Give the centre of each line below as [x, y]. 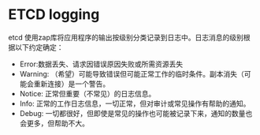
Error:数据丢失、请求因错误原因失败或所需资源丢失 [101, 64]
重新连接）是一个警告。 [72, 84]
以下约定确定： [39, 47]
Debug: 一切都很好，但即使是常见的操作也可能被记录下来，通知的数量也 [136, 113]
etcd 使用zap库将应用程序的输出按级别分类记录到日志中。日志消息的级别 [126, 37]
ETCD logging [54, 15]
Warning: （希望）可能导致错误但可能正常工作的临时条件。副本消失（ [132, 73]
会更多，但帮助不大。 [54, 123]
